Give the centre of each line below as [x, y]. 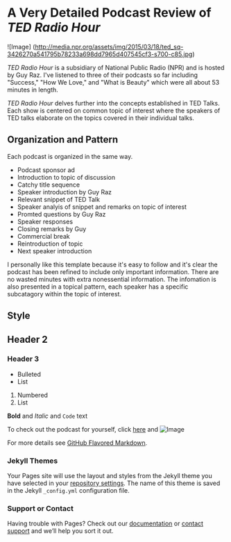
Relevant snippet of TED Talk [59, 199]
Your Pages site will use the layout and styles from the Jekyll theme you [110, 476]
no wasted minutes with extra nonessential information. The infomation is [112, 279]
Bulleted [29, 374]
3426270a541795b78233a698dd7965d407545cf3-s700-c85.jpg [100, 54]
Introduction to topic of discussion [66, 177]
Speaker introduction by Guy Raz [65, 192]
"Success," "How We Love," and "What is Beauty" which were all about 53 [113, 82]
